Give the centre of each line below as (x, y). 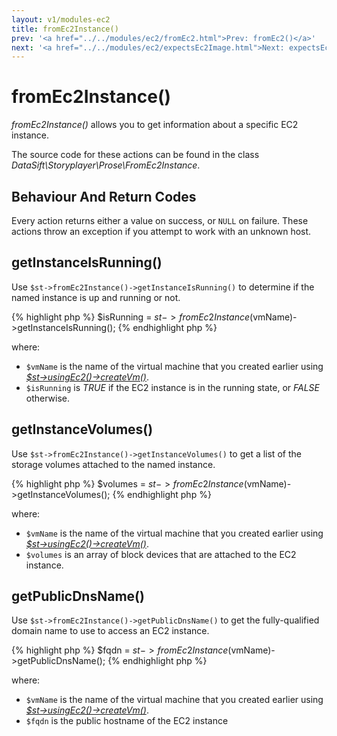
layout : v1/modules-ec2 (61, 19)
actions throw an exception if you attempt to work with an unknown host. (161, 231)
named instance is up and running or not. (96, 297)
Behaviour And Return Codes (104, 196)
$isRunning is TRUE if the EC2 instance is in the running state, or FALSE (173, 387)
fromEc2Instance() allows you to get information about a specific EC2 (155, 125)
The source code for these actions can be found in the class (135, 155)
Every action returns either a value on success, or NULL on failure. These (160, 220)
